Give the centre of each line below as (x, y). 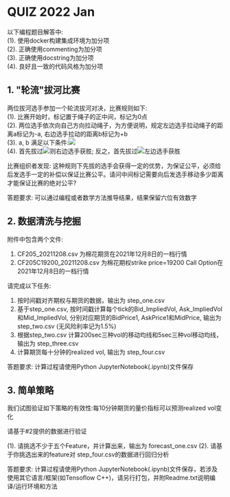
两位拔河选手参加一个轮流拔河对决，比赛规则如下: (77, 108)
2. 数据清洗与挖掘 (44, 221)
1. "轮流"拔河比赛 (44, 90)
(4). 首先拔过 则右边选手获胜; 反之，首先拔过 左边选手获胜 (94, 151)
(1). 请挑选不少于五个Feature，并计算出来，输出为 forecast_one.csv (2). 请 (112, 446)
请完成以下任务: (29, 286)
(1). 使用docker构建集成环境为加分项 (58, 40)
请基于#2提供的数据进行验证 (47, 432)
